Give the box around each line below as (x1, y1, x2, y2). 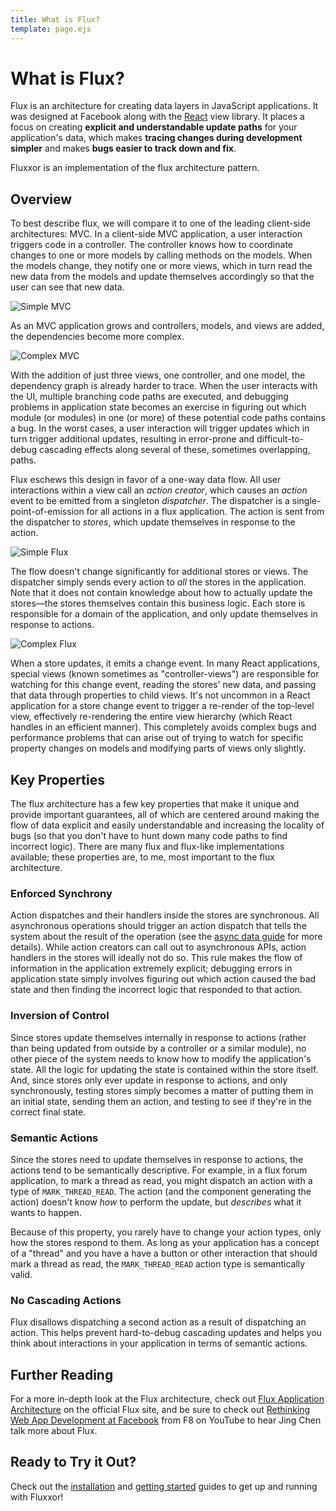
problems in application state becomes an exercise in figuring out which (10, 401, 307, 413)
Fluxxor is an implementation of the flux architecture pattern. (10, 162, 260, 174)
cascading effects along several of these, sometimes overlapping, (39, 444, 311, 456)
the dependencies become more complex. (10, 331, 185, 343)
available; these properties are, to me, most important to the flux (10, 851, 275, 863)
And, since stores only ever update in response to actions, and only (10, 1074, 288, 1086)
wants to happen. (10, 1206, 82, 1218)
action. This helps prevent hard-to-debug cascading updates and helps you (10, 1327, 322, 1339)
